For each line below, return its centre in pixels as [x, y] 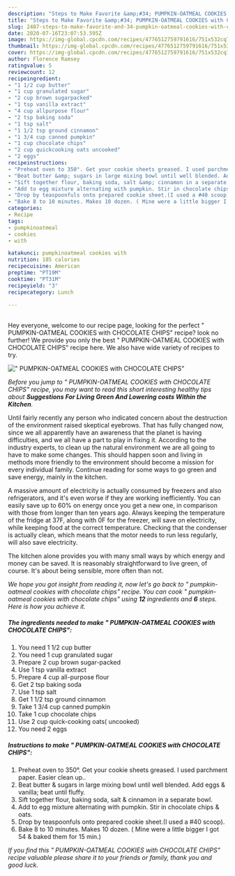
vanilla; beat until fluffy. [52, 792]
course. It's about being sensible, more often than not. [86, 571]
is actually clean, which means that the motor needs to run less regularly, [113, 535]
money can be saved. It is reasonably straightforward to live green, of [108, 564]
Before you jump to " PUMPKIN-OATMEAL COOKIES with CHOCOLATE [109, 382]
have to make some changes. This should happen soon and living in [105, 455]
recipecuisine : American [44, 266]
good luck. [23, 865]
